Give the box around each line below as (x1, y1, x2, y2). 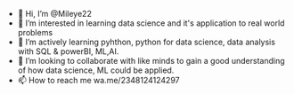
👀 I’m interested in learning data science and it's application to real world (17, 18, 285, 28)
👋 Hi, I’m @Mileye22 (17, 9, 92, 19)
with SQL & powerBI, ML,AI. (17, 46, 119, 57)
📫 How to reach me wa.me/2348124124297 (17, 75, 180, 85)
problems (17, 27, 53, 37)
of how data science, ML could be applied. (17, 65, 175, 75)
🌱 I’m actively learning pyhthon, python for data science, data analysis (17, 36, 276, 47)
